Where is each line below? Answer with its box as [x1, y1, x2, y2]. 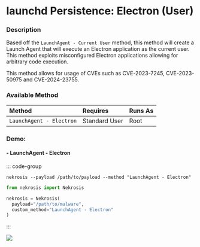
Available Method [6, 91, 59, 99]
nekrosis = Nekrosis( [6, 196, 60, 202]
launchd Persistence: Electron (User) [6, 4, 194, 18]
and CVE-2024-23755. [23, 76, 80, 83]
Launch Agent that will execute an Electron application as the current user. [6, 45, 190, 53]
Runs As [129, 106, 154, 115]
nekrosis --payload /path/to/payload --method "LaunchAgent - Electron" [6, 174, 192, 180]
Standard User [83, 117, 124, 125]
